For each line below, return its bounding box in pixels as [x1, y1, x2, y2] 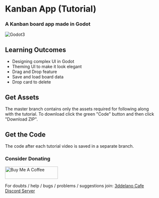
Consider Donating [5, 155, 50, 162]
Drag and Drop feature [12, 69, 57, 75]
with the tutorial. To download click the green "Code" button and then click [5, 111, 154, 117]
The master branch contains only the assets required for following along [5, 106, 149, 112]
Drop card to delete [12, 79, 51, 85]
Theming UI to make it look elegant [12, 64, 82, 70]
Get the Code [5, 130, 46, 138]
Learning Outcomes [5, 46, 66, 54]
